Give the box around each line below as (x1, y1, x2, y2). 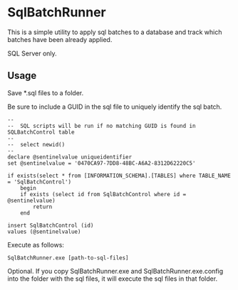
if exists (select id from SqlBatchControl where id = (20, 190, 187, 198)
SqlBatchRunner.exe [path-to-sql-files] (7, 254, 130, 262)
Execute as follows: (7, 240, 64, 249)
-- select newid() (7, 141, 66, 148)
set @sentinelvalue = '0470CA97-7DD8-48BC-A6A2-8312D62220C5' (7, 159, 196, 167)
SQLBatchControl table (7, 129, 75, 136)
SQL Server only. (7, 49, 57, 58)
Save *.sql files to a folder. (7, 88, 84, 97)
